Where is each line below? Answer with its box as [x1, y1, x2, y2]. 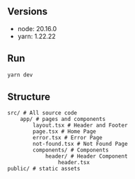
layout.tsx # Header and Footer [33, 122, 129, 129]
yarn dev [7, 71, 33, 79]
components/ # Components [33, 146, 110, 154]
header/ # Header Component [45, 153, 129, 160]
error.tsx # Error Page [33, 134, 102, 142]
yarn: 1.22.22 [17, 32, 57, 40]
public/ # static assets [7, 166, 81, 173]
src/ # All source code [7, 110, 78, 117]
